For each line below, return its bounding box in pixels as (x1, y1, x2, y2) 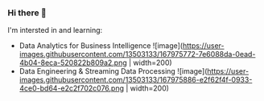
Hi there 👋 (7, 7, 47, 18)
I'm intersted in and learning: (7, 26, 103, 35)
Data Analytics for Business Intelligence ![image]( (19, 41, 183, 50)
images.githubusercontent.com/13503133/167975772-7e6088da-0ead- (19, 50, 256, 59)
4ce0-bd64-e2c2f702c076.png (19, 83, 125, 93)
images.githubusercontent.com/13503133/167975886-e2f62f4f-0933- (19, 75, 253, 85)
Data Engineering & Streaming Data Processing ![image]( (19, 67, 208, 76)
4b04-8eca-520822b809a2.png (19, 58, 128, 67)
